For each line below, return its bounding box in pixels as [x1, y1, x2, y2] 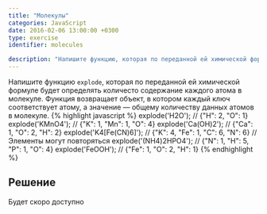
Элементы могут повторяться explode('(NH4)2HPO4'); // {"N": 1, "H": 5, [8, 136, 250, 145]
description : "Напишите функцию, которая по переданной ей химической [8, 55, 247, 63]
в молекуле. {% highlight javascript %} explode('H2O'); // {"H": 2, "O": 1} [8, 111, 249, 120]
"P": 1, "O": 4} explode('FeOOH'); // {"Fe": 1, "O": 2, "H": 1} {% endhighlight [8, 144, 253, 154]
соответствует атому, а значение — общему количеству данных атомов [8, 102, 254, 112]
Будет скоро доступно [8, 197, 85, 206]
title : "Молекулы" [8, 11, 69, 20]
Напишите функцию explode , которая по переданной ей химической [8, 77, 240, 86]
